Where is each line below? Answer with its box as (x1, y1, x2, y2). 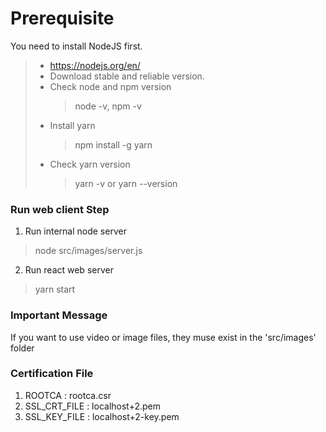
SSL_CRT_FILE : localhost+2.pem (24, 400, 162, 412)
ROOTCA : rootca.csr (24, 389, 112, 401)
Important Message (10, 308, 108, 322)
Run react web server (24, 264, 114, 276)
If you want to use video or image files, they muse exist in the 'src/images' (10, 331, 317, 343)
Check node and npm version (49, 80, 172, 92)
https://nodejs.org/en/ (49, 59, 141, 71)
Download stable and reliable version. (49, 70, 205, 82)
